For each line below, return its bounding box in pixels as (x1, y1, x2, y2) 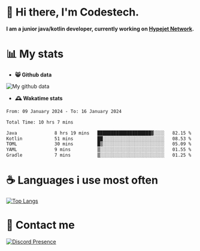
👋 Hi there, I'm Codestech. (6, 5, 140, 19)
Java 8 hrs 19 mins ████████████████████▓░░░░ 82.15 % (6, 130, 192, 136)
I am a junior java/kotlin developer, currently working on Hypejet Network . (6, 25, 195, 32)
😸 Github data (14, 71, 52, 78)
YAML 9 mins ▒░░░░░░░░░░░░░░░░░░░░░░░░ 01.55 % (6, 146, 192, 153)
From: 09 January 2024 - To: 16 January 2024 (6, 108, 122, 114)
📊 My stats (6, 47, 64, 61)
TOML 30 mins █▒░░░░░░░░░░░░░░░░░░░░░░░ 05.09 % (6, 141, 192, 147)
